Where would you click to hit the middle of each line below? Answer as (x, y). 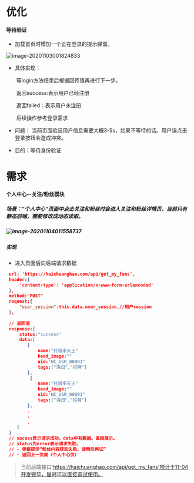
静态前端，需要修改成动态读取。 (45, 216)
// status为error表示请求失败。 (45, 444)
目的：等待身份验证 (38, 150)
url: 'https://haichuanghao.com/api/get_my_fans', (72, 274)
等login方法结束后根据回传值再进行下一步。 (68, 81)
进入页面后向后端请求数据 (46, 263)
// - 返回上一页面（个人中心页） (44, 455)
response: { (22, 329)
